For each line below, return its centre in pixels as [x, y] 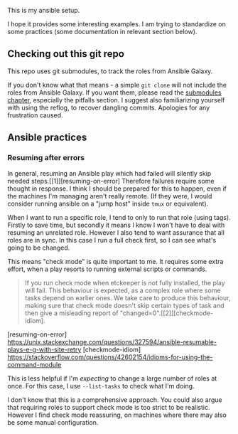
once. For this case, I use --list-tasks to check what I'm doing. [101, 386]
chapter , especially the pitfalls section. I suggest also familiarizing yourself [116, 100]
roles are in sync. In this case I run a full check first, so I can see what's [112, 240]
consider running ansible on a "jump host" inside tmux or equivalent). [108, 203]
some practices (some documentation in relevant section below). [102, 32]
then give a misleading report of [71, 313]
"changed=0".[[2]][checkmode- [167, 313]
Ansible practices [47, 138]
